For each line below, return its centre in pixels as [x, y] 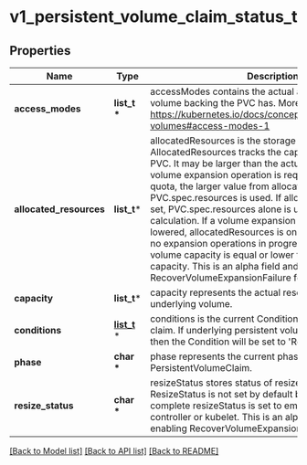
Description [273, 76]
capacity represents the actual [216, 292]
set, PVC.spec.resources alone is [221, 209]
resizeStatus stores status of [212, 383]
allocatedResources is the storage [223, 141]
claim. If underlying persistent [214, 330]
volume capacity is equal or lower [222, 255]
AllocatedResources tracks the [216, 152]
